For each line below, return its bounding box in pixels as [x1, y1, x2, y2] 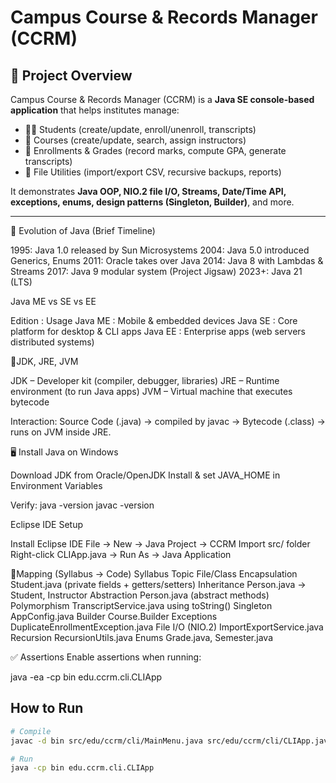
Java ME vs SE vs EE [10, 296, 97, 307]
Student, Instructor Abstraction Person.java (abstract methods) [10, 589, 270, 601]
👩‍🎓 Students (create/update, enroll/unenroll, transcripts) [24, 124, 257, 135]
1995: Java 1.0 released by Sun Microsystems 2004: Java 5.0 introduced [10, 244, 310, 256]
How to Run [10, 700, 84, 717]
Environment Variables [10, 480, 103, 491]
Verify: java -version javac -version [10, 499, 155, 511]
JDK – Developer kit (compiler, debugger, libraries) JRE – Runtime [10, 375, 280, 386]
